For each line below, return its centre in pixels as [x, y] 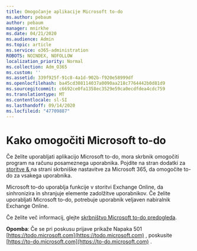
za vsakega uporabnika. [43, 176]
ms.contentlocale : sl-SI [37, 100]
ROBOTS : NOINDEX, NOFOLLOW [39, 56]
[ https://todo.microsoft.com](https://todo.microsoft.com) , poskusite [89, 236]
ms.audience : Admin [30, 39]
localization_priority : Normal [45, 61]
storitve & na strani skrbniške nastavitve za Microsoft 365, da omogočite [94, 169]
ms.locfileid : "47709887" [38, 111]
